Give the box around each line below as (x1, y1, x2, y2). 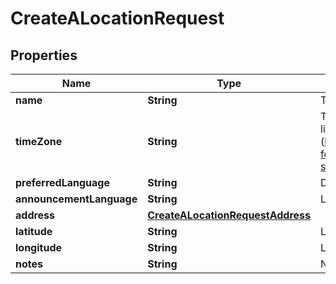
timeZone (15, 135, 63, 148)
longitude (15, 241, 62, 254)
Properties (10, 47, 78, 64)
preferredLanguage (15, 176, 110, 189)
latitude (15, 225, 53, 238)
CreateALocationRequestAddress (147, 208, 312, 222)
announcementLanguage (15, 192, 138, 206)
